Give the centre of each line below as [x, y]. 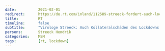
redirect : [15, 14]
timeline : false [27, 23]
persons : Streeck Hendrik [38, 32]
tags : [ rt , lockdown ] [37, 41]
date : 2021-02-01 [33, 9]
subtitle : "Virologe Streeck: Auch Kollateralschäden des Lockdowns [82, 28]
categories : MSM [25, 37]
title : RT [24, 18]
